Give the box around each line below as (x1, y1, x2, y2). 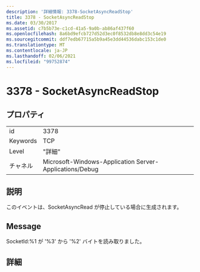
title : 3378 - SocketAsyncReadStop (6, 14, 95, 20)
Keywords (9, 137, 37, 145)
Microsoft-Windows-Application (42, 157, 135, 166)
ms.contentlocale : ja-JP (6, 48, 68, 54)
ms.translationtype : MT (6, 42, 65, 48)
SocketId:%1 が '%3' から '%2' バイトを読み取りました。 (6, 238, 145, 245)
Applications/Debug (42, 165, 99, 173)
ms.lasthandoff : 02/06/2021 (6, 53, 76, 59)
